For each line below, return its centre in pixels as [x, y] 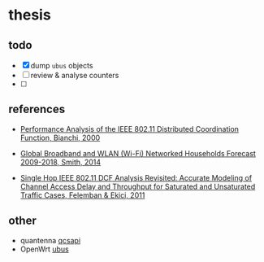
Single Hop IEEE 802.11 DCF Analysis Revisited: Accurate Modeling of [136, 177]
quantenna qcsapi [50, 240]
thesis [30, 15]
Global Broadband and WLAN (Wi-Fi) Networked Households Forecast [138, 153]
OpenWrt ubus [44, 249]
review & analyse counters [75, 75]
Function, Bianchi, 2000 [60, 138]
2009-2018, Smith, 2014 [61, 162]
